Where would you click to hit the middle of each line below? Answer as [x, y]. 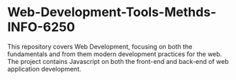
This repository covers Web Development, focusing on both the [100, 46]
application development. [44, 69]
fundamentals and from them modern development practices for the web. [115, 54]
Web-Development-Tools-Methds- [112, 12]
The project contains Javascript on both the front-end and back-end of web [118, 61]
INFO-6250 [41, 27]
